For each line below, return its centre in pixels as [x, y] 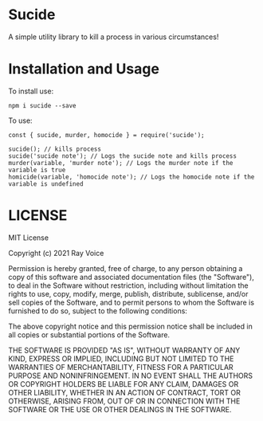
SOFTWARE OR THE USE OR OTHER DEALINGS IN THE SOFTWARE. [120, 409]
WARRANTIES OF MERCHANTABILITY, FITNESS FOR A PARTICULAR [121, 367]
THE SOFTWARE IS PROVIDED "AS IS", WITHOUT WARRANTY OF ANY [124, 350]
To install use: [31, 91]
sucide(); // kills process [55, 149]
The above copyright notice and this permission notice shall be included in [130, 326]
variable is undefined [46, 184]
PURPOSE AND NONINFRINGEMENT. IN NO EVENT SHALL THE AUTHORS [131, 376]
